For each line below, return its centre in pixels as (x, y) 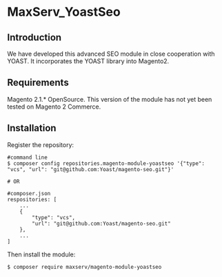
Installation (32, 128)
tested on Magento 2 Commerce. (54, 107)
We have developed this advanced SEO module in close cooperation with (111, 54)
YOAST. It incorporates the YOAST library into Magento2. (88, 61)
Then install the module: (41, 254)
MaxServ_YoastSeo (64, 12)
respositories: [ (32, 199)
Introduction (34, 37)
